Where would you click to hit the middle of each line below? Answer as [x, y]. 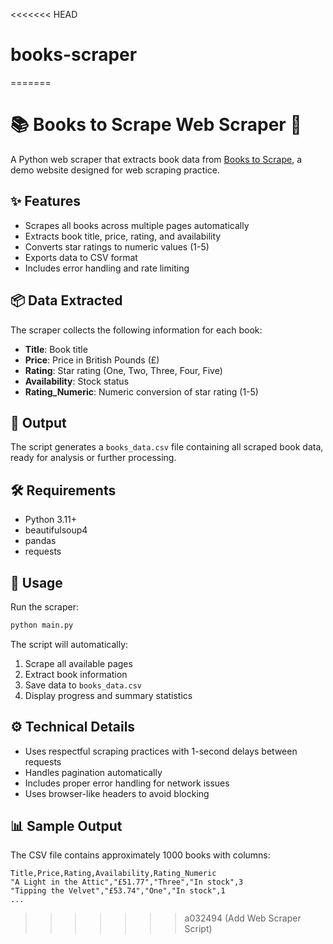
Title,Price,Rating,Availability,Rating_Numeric [113, 874]
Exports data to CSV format [81, 257]
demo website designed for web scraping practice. [115, 170]
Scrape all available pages [78, 663]
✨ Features [45, 201]
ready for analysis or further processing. [93, 458]
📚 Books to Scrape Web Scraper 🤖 [156, 125]
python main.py [42, 625]
